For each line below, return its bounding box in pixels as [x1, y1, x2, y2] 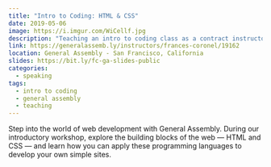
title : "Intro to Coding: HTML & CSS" [8, 11, 139, 20]
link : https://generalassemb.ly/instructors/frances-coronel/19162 [8, 42, 240, 50]
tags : [8, 79, 27, 87]
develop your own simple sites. [8, 150, 111, 160]
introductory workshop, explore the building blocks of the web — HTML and [8, 132, 261, 142]
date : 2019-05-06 [8, 19, 67, 27]
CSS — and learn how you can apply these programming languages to [8, 141, 242, 151]
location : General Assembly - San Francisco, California [8, 49, 204, 57]
